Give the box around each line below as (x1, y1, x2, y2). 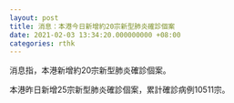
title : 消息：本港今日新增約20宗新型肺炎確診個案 (9, 22, 176, 31)
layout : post (9, 13, 59, 23)
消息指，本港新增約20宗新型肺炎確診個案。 (9, 65, 171, 76)
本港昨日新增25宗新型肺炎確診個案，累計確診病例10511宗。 (9, 84, 230, 96)
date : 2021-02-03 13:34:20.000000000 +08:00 (9, 30, 181, 39)
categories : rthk (9, 38, 76, 48)
